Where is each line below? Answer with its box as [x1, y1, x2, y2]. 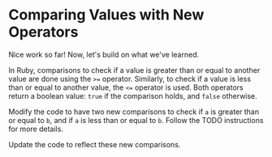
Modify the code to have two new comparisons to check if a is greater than [8, 107, 260, 117]
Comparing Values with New [8, 6, 205, 24]
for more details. [8, 124, 63, 134]
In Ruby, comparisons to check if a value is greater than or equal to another [8, 65, 261, 74]
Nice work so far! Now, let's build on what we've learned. [8, 49, 200, 59]
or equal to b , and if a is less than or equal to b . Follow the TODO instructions [8, 115, 264, 125]
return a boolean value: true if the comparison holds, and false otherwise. [8, 91, 257, 100]
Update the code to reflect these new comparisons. [8, 139, 181, 149]
